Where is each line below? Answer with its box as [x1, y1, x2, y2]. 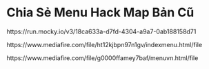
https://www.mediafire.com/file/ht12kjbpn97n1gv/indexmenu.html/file [6, 40, 203, 49]
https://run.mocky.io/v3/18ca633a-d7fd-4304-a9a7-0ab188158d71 [6, 27, 197, 36]
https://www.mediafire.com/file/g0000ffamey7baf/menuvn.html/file [6, 53, 199, 62]
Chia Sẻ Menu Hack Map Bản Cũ [6, 5, 195, 20]
